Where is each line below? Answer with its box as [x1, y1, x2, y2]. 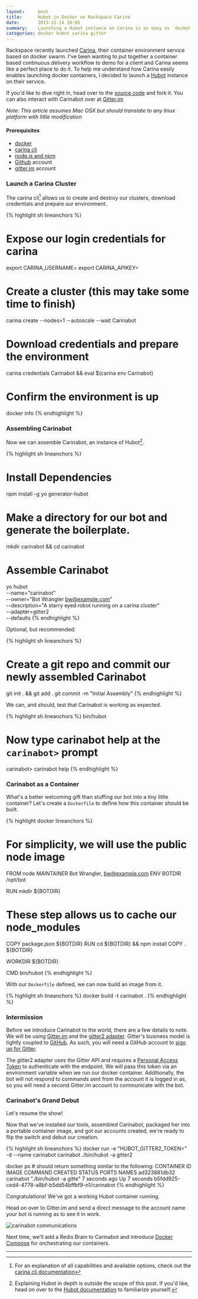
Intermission [6, 1013, 43, 1021]
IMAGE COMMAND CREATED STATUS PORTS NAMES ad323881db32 [6, 1169, 176, 1176]
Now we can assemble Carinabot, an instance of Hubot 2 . [6, 438, 144, 445]
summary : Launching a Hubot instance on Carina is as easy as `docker [6, 25, 192, 31]
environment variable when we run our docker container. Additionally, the [6, 1069, 184, 1076]
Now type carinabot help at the [6, 733, 161, 746]
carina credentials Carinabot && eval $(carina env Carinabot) [6, 369, 154, 377]
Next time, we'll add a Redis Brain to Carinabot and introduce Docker [6, 1234, 173, 1241]
